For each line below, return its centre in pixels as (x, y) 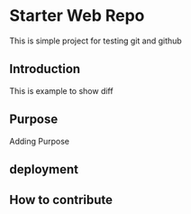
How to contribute (61, 200)
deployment (44, 169)
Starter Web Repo (77, 16)
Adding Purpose (40, 141)
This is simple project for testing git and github (95, 41)
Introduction (45, 69)
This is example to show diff (62, 90)
